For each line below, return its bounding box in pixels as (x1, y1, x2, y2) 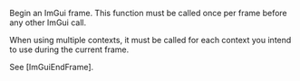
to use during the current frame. (9, 44, 130, 55)
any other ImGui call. (9, 17, 87, 28)
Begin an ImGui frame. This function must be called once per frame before (9, 8, 287, 18)
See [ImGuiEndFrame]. (9, 62, 94, 72)
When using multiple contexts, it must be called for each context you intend (9, 35, 292, 45)
